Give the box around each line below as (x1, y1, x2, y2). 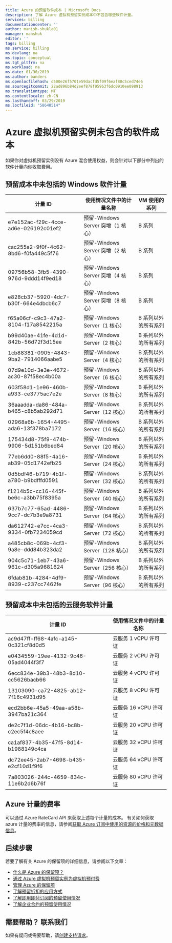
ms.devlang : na (5, 50, 38, 55)
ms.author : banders (5, 74, 47, 79)
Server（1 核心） (83, 322, 125, 329)
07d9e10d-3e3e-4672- (8, 366, 70, 373)
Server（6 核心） (83, 374, 125, 381)
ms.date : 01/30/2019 (5, 70, 50, 75)
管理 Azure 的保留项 (12, 882, 55, 888)
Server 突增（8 (83, 297, 120, 304)
